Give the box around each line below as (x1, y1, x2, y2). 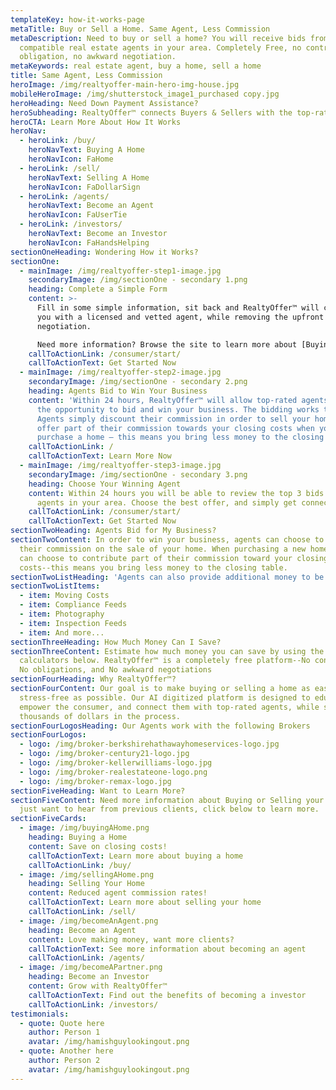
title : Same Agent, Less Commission (10, 71, 163, 81)
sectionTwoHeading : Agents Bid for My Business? (10, 526, 217, 536)
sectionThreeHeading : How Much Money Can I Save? (10, 637, 222, 647)
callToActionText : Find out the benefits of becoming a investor (28, 990, 307, 1000)
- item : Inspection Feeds (19, 618, 128, 628)
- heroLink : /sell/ (19, 163, 101, 173)
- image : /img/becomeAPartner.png (19, 962, 163, 973)
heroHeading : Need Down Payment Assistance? (10, 98, 199, 108)
